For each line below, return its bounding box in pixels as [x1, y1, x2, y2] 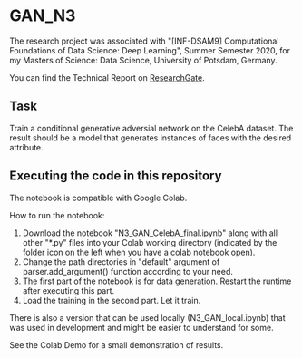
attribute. [9, 141, 44, 152]
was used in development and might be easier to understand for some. [9, 322, 274, 333]
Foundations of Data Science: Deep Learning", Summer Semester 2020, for [9, 44, 291, 55]
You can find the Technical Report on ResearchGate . [9, 72, 206, 82]
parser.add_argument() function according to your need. [22, 266, 234, 276]
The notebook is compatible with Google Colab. [9, 192, 188, 203]
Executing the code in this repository [9, 169, 222, 184]
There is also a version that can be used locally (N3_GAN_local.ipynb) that [9, 312, 286, 323]
